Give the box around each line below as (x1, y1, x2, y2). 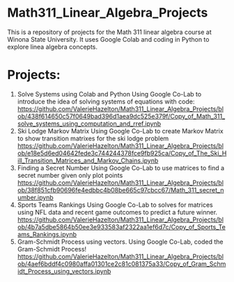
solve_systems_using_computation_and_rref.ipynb (17, 119, 162, 128)
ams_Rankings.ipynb (17, 230, 77, 238)
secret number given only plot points (17, 171, 123, 179)
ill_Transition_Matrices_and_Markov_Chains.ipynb (17, 156, 159, 165)
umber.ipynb (17, 193, 54, 201)
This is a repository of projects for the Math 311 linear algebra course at (7, 28, 212, 36)
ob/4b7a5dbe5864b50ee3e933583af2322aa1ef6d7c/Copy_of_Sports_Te (17, 222, 226, 231)
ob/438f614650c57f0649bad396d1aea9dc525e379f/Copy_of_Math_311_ (17, 112, 226, 120)
